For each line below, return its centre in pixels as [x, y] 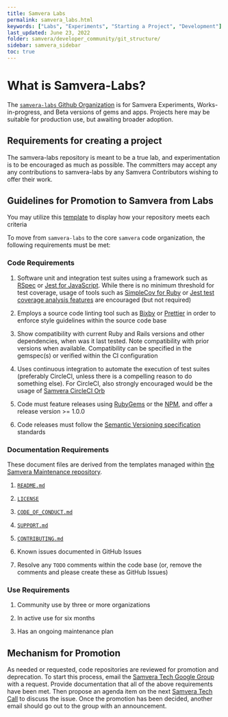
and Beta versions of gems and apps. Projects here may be [127, 112]
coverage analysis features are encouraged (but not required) [104, 300]
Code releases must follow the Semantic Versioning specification [109, 424]
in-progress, [25, 112]
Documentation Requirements [58, 449]
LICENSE [28, 499]
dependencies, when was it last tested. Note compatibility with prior [113, 341]
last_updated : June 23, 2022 [49, 33]
